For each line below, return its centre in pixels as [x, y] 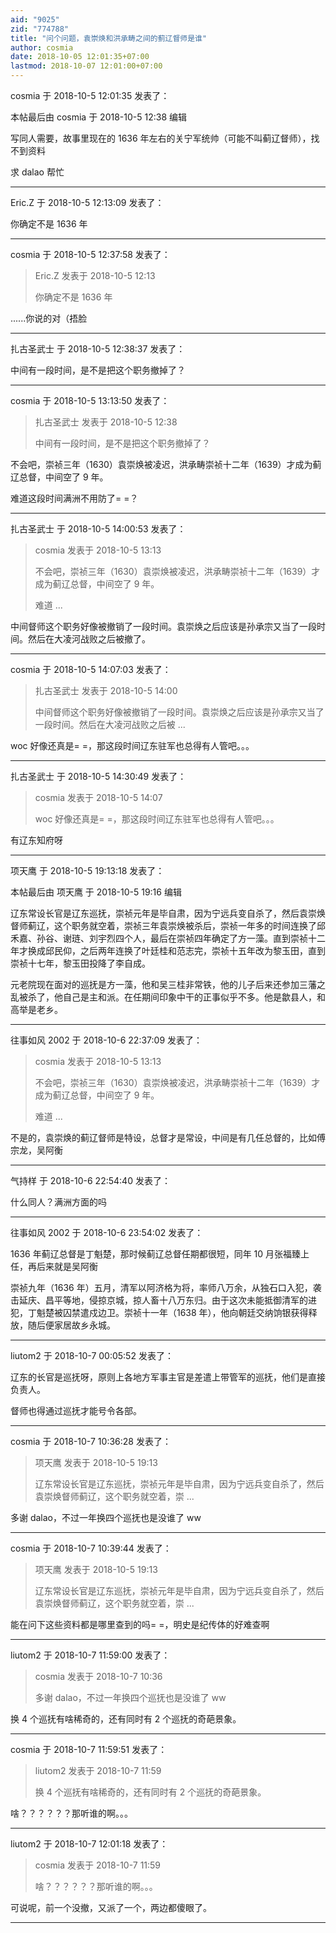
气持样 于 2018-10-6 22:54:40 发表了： [90, 1180]
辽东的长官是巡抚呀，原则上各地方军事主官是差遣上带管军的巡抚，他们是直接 [168, 1377]
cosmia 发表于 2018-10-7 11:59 [98, 1865]
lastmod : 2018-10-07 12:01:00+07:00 [86, 66]
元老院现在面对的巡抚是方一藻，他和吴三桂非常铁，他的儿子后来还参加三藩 [163, 984]
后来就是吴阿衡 [67, 1266]
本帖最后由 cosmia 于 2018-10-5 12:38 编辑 [98, 117]
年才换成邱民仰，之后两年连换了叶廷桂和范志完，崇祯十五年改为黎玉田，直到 [168, 950]
